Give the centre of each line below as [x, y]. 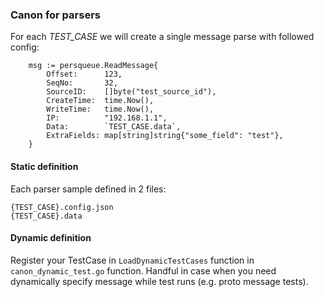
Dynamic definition [51, 238]
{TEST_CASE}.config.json [62, 207]
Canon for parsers [55, 15]
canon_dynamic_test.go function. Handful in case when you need [143, 270]
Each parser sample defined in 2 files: [88, 189]
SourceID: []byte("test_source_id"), [131, 92]
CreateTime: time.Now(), [100, 101]
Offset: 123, [84, 74]
